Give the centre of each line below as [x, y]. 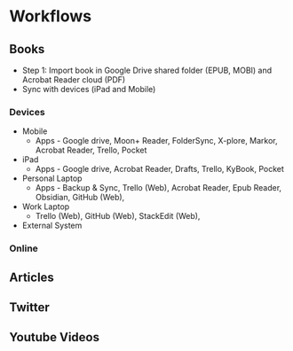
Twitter [30, 307]
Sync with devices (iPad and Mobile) [89, 89]
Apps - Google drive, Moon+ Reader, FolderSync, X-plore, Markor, [156, 141]
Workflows [50, 16]
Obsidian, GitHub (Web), [80, 198]
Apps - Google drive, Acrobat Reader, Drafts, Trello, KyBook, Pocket [159, 169]
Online [24, 248]
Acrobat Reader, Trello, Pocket [91, 150]
